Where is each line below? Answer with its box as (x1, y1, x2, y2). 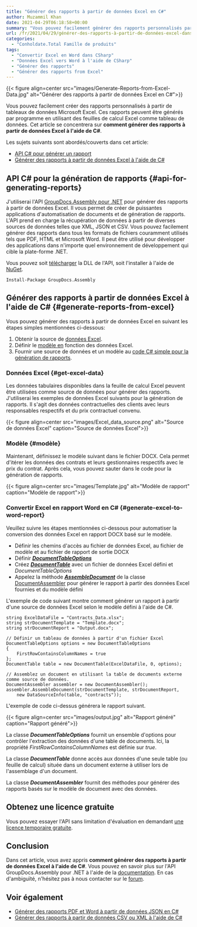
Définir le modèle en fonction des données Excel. (14, 341, 134, 348)
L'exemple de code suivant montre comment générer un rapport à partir (6, 597, 179, 604)
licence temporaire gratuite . (6, 824, 73, 831)
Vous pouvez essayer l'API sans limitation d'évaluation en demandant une (6, 818, 184, 825)
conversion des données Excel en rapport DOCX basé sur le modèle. (6, 530, 172, 538)
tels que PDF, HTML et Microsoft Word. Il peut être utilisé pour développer (6, 236, 185, 243)
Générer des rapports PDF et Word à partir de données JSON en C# (14, 908, 179, 915)
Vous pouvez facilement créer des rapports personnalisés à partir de (6, 102, 172, 109)
